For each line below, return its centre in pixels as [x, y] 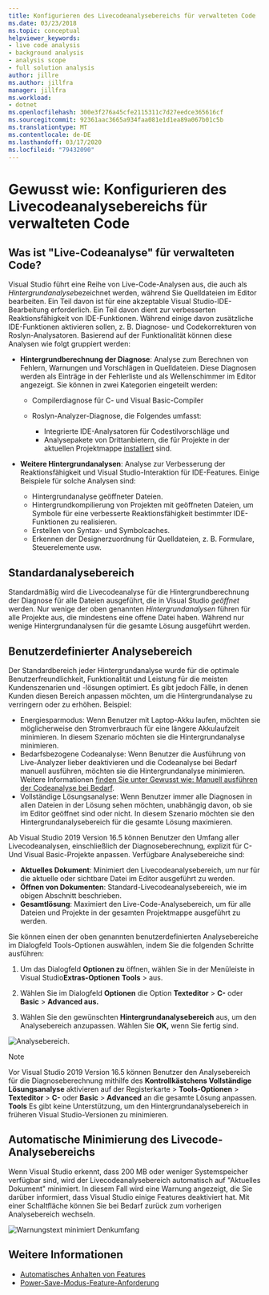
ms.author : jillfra [41, 82]
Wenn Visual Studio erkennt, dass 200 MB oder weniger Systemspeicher [128, 1171]
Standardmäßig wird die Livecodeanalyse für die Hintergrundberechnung [129, 592]
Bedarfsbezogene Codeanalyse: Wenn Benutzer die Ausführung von [133, 754]
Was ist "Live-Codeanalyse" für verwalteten [121, 253]
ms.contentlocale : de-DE [50, 134]
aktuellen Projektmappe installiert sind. [108, 448]
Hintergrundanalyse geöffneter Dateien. [97, 496]
